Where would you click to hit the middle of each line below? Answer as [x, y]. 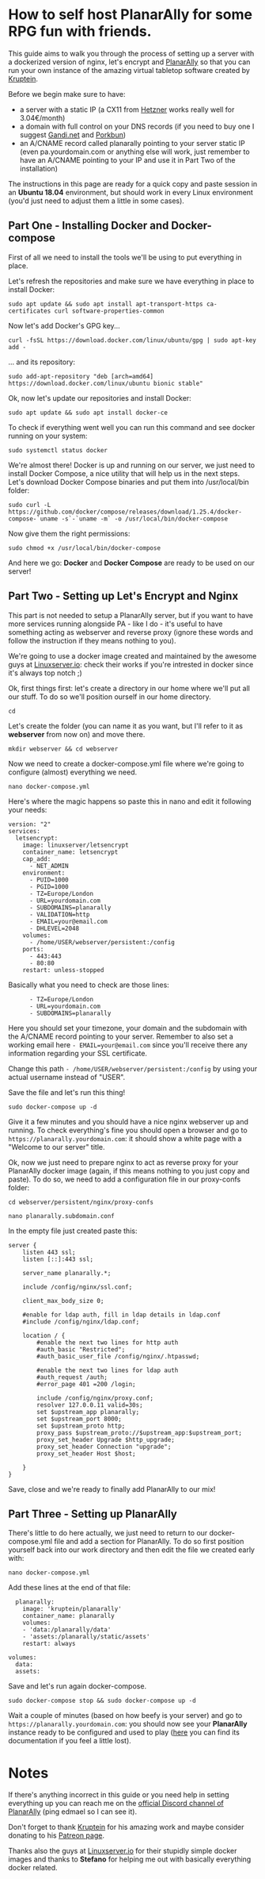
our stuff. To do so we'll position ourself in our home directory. [110, 697]
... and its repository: [42, 362]
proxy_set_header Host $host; [86, 1454]
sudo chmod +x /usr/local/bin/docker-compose [84, 548]
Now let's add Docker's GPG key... [64, 325]
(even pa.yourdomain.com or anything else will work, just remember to [135, 152]
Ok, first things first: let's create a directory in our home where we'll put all [129, 688]
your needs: [28, 809]
